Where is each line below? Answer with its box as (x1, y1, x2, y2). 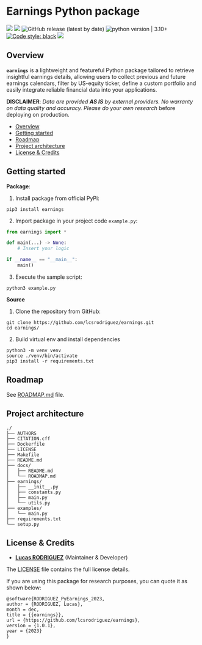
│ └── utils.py (6, 499, 51, 506)
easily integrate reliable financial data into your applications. (6, 86, 157, 93)
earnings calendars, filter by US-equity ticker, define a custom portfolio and (6, 79, 197, 87)
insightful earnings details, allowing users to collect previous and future (6, 73, 186, 80)
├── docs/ (6, 462, 32, 468)
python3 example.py (6, 285, 56, 291)
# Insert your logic (17, 246, 70, 252)
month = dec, (6, 606, 40, 613)
